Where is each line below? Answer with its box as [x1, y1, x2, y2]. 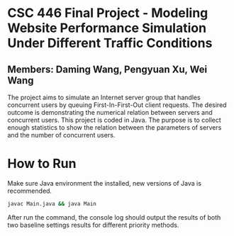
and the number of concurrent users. [7, 131, 116, 139]
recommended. [7, 186, 52, 195]
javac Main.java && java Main [7, 200, 97, 207]
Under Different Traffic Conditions [7, 35, 213, 51]
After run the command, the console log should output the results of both [7, 213, 221, 221]
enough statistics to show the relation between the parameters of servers [7, 123, 222, 132]
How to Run [7, 156, 77, 172]
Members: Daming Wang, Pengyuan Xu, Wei [7, 63, 208, 75]
